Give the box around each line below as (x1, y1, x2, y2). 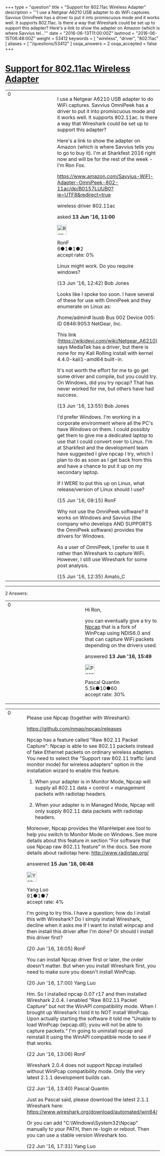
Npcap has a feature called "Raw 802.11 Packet (27, 736, 138, 743)
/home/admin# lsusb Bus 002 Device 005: (57, 314, 155, 321)
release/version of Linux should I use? (57, 486, 145, 493)
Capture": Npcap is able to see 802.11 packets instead (27, 743, 154, 749)
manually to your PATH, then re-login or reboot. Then (27, 1126, 150, 1132)
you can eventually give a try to (85, 617, 157, 624)
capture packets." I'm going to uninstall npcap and (27, 1027, 143, 1034)
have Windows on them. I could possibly (57, 426, 150, 433)
